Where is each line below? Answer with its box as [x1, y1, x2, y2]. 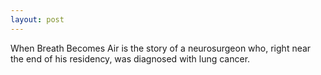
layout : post [10, 14, 65, 25]
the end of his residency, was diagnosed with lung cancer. [10, 52, 251, 65]
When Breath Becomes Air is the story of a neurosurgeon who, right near [10, 42, 312, 54]
